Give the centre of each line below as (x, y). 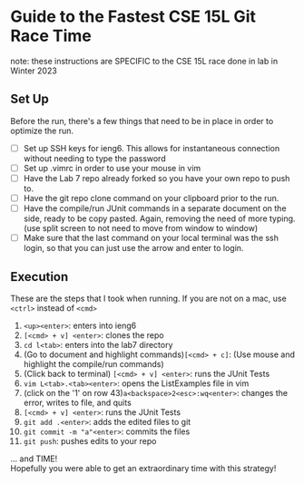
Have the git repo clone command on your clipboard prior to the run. (151, 198)
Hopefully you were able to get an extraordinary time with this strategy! (143, 468)
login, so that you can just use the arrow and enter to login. (133, 248)
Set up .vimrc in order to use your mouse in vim (112, 168)
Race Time (51, 36)
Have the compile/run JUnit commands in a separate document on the (155, 208)
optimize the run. (42, 130)
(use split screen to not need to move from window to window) (141, 228)
